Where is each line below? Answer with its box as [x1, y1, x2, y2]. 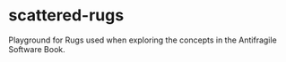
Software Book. [8, 43, 65, 54]
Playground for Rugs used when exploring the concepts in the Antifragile [8, 35, 277, 45]
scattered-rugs [8, 5, 125, 26]
